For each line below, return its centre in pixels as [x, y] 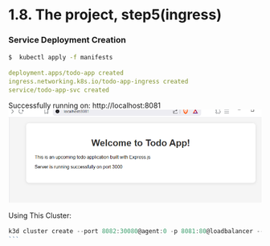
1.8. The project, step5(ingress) [115, 15]
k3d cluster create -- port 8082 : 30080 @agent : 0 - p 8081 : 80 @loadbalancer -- [136, 231]
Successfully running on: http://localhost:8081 [85, 105]
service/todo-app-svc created [59, 90]
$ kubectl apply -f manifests [61, 58]
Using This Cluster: [40, 215]
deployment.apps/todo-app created [66, 73]
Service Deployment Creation [67, 40]
